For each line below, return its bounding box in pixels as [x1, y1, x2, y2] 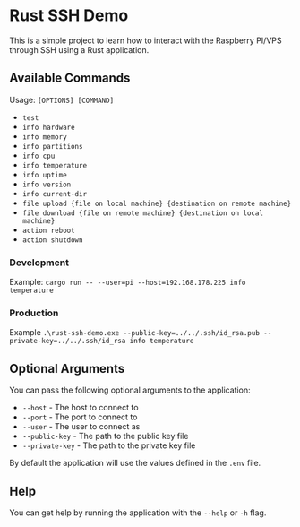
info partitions [21, 142, 83, 151]
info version [21, 180, 72, 189]
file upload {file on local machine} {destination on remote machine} [21, 199, 292, 208]
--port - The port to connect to [21, 411, 138, 422]
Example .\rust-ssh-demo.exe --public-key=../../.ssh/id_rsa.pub [9, 327, 260, 338]
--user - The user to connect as [21, 421, 141, 432]
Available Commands [9, 71, 131, 86]
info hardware [21, 123, 75, 132]
